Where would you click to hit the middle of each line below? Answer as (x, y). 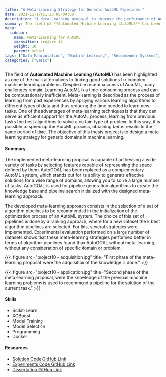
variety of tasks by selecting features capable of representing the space (79, 165)
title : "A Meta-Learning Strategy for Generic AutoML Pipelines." (75, 10)
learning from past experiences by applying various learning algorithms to (80, 101)
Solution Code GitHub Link (39, 359)
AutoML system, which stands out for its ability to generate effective (75, 175)
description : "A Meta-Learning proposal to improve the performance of (80, 19)
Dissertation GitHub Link (37, 369)
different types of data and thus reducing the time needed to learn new (77, 106)
